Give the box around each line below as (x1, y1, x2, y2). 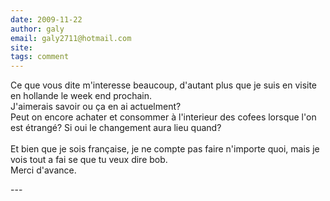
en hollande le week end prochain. (10, 90, 153, 102)
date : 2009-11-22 (10, 14, 83, 25)
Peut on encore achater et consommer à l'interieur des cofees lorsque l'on (10, 111, 317, 123)
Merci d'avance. (10, 164, 77, 176)
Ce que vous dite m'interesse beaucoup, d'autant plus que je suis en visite (10, 79, 318, 91)
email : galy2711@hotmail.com (10, 33, 132, 43)
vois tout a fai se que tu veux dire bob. (10, 154, 168, 166)
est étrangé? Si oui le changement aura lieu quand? (10, 122, 222, 134)
